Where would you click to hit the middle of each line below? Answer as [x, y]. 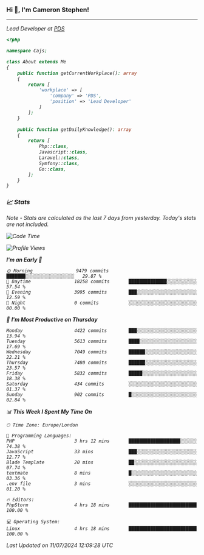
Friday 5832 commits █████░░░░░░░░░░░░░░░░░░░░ [102, 373]
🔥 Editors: [20, 500]
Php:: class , [54, 147]
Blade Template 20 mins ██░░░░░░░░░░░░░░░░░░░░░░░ [102, 462]
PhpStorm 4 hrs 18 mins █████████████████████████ [102, 505]
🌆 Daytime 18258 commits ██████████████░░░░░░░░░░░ [102, 281]
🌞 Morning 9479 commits [58, 270]
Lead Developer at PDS [36, 29]
